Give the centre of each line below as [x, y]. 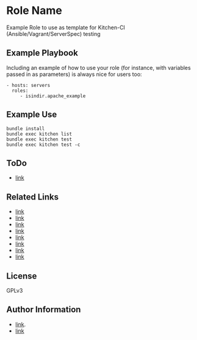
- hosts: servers [28, 85]
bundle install [26, 128]
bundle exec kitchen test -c [43, 144]
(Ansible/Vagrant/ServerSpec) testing [53, 33]
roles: [20, 91]
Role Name [34, 11]
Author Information [44, 310]
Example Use [32, 115]
